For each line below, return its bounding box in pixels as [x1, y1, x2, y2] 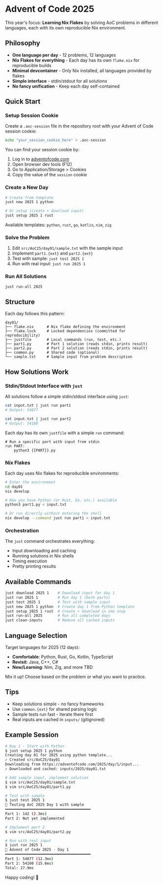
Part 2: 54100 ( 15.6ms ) [5, 861, 54, 866]
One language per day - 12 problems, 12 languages [12, 52, 116, 58]
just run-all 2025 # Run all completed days [5, 613, 111, 618]
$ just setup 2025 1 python [5, 748, 63, 753]
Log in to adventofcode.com [12, 156, 70, 162]
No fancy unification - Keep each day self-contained [12, 83, 120, 89]
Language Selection [5, 631, 68, 640]
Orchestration [5, 527, 39, 534]
